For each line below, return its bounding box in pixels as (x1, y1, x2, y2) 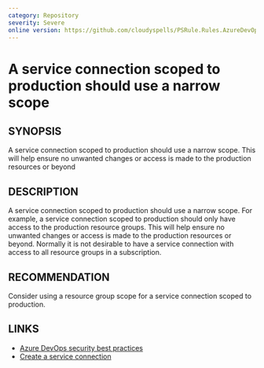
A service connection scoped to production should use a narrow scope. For (8, 206, 253, 215)
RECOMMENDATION (8, 270, 110, 284)
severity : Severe (8, 19, 65, 27)
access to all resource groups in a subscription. (8, 248, 162, 257)
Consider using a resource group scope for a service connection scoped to (8, 292, 252, 300)
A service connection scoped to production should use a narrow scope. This (8, 145, 256, 155)
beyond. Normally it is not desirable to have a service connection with (8, 239, 234, 248)
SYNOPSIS (8, 124, 62, 138)
